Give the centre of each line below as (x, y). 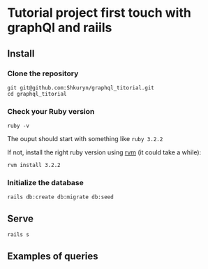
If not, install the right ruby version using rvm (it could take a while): (104, 152)
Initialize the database (45, 183)
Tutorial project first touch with (99, 13)
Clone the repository (43, 73)
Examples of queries (53, 256)
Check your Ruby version (51, 111)
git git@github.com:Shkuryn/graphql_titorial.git (81, 88)
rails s (18, 235)
